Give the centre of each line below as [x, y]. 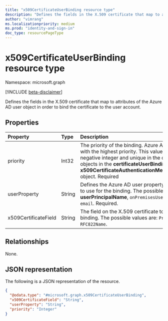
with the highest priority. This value [121, 151]
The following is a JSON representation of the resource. [62, 281]
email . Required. [99, 203]
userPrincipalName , [104, 197]
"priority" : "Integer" [33, 309]
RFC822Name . [93, 224]
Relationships [27, 242]
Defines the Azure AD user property [122, 184]
